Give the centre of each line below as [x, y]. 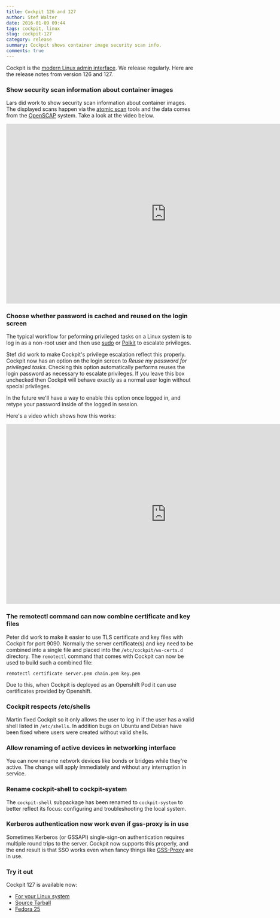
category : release [29, 40]
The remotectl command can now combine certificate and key [98, 617]
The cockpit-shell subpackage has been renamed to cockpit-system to [95, 802]
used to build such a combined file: [49, 662]
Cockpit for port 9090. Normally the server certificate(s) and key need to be [100, 643]
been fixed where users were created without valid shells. [77, 732]
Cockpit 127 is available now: [42, 885]
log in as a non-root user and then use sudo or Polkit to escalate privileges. [99, 343]
